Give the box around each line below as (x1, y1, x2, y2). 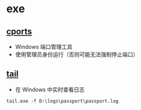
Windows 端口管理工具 (15, 43, 73, 50)
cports (6, 26, 32, 37)
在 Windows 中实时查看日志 (15, 86, 85, 93)
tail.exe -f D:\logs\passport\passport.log (6, 98, 119, 104)
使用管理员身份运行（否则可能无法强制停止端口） (15, 51, 139, 58)
